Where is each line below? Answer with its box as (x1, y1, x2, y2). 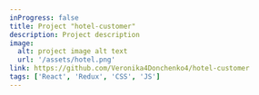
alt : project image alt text (17, 47, 128, 56)
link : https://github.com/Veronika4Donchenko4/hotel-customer (9, 64, 250, 73)
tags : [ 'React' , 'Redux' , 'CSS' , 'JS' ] (9, 72, 161, 81)
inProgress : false (9, 13, 79, 23)
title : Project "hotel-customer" (9, 22, 136, 31)
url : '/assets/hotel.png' (17, 55, 116, 64)
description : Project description (9, 30, 141, 39)
